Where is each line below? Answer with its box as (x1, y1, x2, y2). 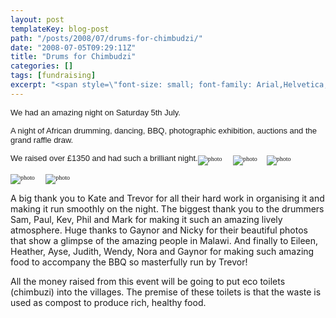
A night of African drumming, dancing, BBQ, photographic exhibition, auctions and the (10, 125, 317, 136)
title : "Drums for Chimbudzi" (10, 52, 137, 62)
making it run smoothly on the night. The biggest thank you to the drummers (10, 202, 325, 215)
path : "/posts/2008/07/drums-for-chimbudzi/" (10, 33, 203, 43)
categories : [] (10, 61, 74, 71)
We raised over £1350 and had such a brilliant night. (10, 152, 198, 163)
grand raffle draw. (10, 134, 74, 145)
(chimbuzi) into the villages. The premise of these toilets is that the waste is (10, 286, 322, 298)
